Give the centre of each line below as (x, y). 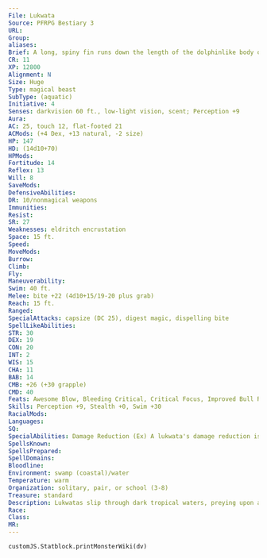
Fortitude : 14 (32, 164)
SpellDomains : (32, 458)
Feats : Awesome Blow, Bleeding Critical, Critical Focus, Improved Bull (131, 399)
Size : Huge (26, 82)
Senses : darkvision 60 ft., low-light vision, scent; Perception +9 (124, 112)
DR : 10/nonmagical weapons (53, 200)
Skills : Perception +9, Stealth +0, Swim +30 (85, 407)
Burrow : (21, 259)
